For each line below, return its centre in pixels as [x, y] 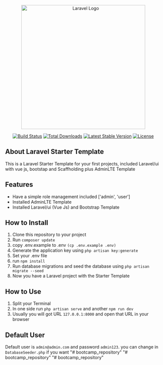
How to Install [27, 223]
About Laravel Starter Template [54, 152]
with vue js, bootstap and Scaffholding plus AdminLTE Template [70, 169]
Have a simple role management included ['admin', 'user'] [71, 197]
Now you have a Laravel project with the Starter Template [71, 276]
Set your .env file [30, 256]
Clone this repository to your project [49, 235]
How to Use [23, 291]
